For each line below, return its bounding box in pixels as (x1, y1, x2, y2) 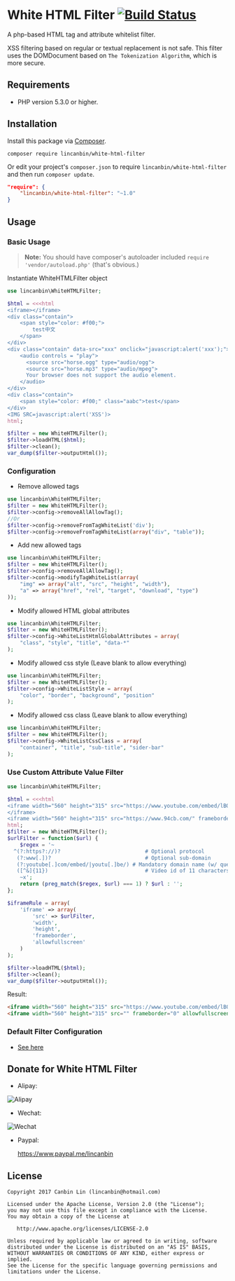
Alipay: (17, 1082, 38, 1090)
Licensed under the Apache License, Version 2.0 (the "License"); (7, 1201, 205, 1208)
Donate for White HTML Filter (7, 1063, 138, 1075)
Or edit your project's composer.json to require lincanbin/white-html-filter (7, 162, 227, 171)
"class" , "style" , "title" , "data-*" (20, 639, 130, 646)
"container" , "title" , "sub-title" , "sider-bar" (20, 744, 164, 751)
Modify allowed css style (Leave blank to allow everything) (17, 658, 187, 667)
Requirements (7, 79, 70, 91)
